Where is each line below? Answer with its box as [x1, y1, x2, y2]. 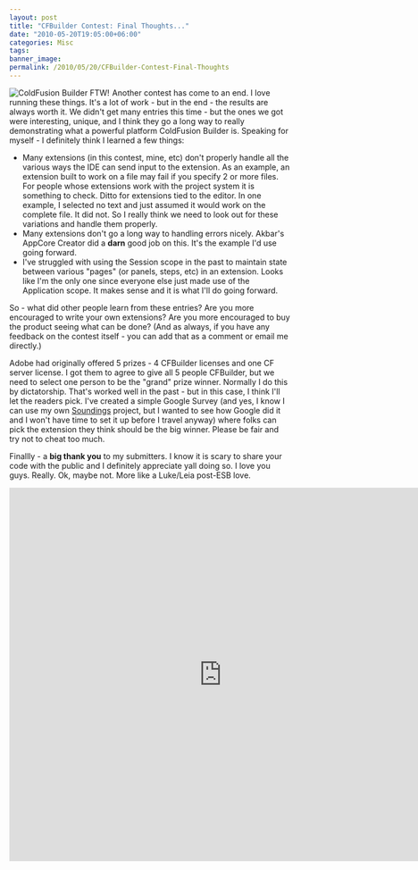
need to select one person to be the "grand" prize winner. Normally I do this [9, 376, 288, 387]
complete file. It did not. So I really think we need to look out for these [21, 209, 279, 220]
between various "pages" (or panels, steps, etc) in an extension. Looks [21, 265, 284, 277]
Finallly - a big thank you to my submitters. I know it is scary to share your [9, 450, 283, 461]
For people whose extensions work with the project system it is [21, 180, 255, 191]
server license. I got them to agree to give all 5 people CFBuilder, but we [9, 367, 275, 378]
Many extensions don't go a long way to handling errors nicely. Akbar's [21, 228, 285, 238]
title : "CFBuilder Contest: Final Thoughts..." [9, 21, 190, 30]
